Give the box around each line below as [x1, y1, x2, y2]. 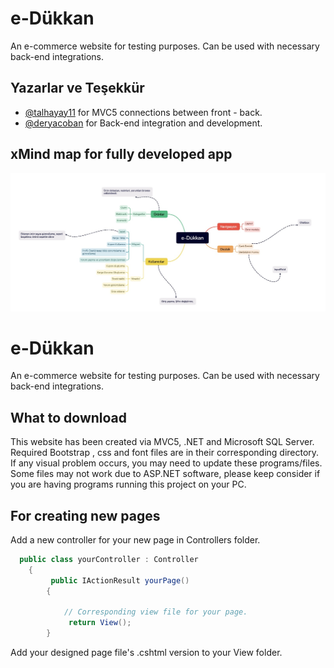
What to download [10, 409, 128, 426]
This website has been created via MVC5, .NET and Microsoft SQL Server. [10, 436, 315, 448]
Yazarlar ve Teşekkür [10, 80, 145, 97]
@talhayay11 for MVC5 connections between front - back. [24, 106, 263, 118]
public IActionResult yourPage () [50, 575, 190, 586]
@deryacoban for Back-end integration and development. [24, 117, 263, 129]
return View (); [68, 618, 132, 628]
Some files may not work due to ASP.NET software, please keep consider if [10, 468, 321, 480]
